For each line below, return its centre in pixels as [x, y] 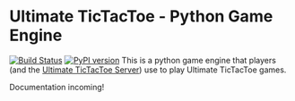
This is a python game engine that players [199, 60]
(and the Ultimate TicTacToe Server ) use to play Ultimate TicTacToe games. [148, 70]
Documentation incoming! [57, 87]
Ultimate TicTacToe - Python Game [141, 17]
